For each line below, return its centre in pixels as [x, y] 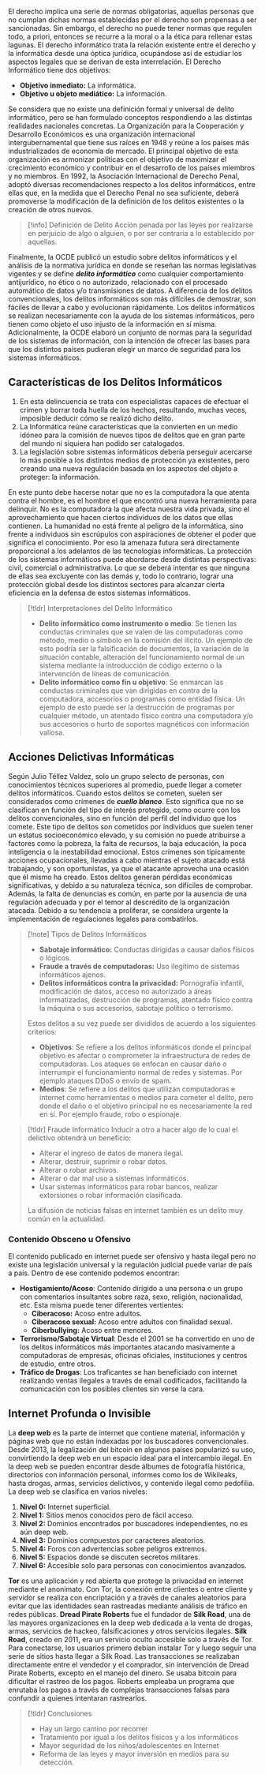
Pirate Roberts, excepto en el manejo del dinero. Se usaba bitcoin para [123, 1673]
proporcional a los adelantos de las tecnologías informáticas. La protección [130, 551]
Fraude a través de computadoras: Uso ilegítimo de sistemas [140, 966]
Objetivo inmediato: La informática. [78, 85]
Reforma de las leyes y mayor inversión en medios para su [134, 1753]
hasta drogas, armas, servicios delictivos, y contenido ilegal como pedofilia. [131, 1483]
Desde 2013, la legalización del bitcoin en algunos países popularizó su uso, [132, 1449]
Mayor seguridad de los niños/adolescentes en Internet [129, 1745]
